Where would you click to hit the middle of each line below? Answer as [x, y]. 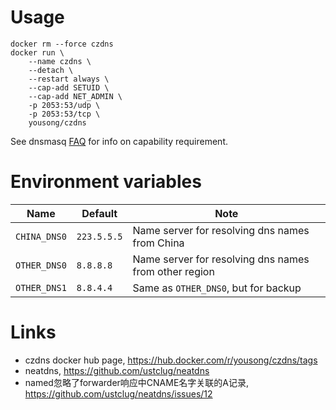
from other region [173, 271]
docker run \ [37, 52]
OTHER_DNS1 [41, 287]
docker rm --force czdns [62, 44]
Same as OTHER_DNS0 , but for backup [217, 288]
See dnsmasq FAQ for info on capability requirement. [119, 141]
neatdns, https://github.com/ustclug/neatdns [117, 370]
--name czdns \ [60, 61]
